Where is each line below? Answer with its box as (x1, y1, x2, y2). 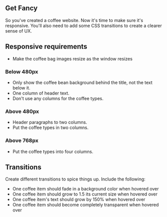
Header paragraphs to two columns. (12, 119, 88, 125)
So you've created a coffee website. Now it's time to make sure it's (5, 17, 143, 23)
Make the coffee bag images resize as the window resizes (12, 55, 133, 61)
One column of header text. (12, 90, 70, 96)
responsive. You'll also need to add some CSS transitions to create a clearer (5, 22, 162, 28)
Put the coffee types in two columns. (12, 124, 89, 130)
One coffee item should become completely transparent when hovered (12, 202, 159, 208)
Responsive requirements (5, 42, 88, 51)
